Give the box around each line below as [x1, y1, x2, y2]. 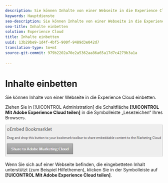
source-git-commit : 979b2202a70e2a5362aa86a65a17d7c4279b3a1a [5, 50, 137, 55]
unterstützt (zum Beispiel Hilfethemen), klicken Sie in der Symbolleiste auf [5, 166, 158, 172]
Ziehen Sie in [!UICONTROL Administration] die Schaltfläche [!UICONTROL [5, 104, 159, 110]
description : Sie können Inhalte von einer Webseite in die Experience [5, 8, 157, 13]
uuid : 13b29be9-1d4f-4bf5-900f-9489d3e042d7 [5, 40, 99, 45]
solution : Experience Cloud [5, 29, 64, 35]
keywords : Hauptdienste [5, 13, 55, 19]
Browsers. [5, 115, 26, 121]
